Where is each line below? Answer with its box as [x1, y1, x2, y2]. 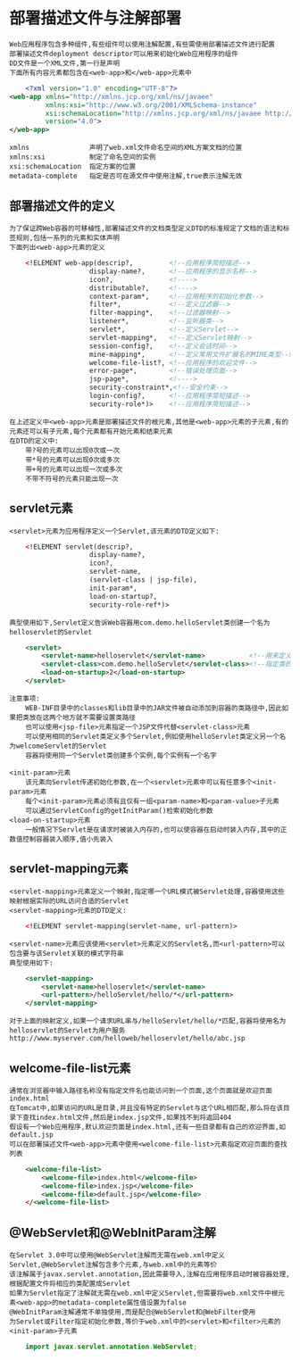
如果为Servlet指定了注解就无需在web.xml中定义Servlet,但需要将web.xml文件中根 [9, 1289, 279, 1298]
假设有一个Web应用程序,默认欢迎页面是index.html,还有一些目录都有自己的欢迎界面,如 [9, 1122, 287, 1132]
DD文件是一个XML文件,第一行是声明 [9, 59, 121, 68]
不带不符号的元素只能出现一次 [25, 474, 119, 483]
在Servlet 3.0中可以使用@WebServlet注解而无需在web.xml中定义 [9, 1251, 225, 1260]
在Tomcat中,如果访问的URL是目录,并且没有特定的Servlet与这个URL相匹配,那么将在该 [9, 1103, 284, 1112]
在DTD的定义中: [9, 436, 60, 445]
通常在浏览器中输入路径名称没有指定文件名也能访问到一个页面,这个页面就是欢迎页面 [9, 1086, 272, 1095]
